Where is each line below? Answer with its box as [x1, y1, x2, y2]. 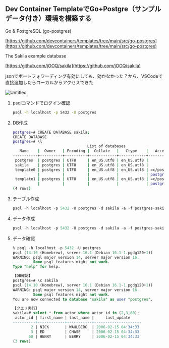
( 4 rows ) [12, 186, 31, 191]
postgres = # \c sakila [12, 278, 58, 283]
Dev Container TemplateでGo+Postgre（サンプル [5, 5, 161, 14]
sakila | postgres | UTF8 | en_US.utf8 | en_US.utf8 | [15, 162, 149, 167]
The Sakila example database [5, 52, 67, 59]
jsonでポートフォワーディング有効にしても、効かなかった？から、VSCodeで [5, 73, 163, 79]
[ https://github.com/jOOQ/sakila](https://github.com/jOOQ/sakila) [5, 63, 141, 69]
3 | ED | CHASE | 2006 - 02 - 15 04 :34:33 [31, 329, 140, 334]
